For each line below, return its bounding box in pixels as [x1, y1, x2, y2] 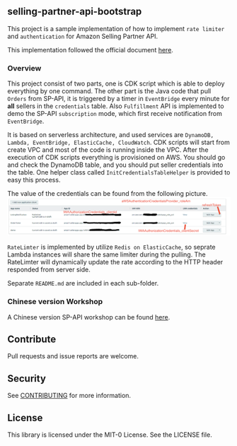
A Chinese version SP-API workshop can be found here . [7, 312, 170, 321]
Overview [7, 63, 42, 73]
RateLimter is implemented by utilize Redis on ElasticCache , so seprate [7, 243, 216, 252]
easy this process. [7, 176, 61, 184]
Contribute [7, 333, 57, 345]
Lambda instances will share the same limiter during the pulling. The [7, 250, 207, 259]
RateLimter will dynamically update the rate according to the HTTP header [7, 258, 224, 266]
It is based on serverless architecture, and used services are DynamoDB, [7, 131, 214, 139]
